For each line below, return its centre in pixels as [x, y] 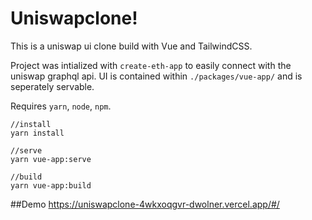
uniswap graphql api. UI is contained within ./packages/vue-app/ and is [156, 76]
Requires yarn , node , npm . [61, 106]
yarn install [37, 133]
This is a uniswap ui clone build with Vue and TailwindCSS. [131, 46]
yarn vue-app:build [51, 185]
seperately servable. [52, 86]
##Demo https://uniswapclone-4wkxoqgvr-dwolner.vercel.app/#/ [145, 204]
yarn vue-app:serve [51, 159]
